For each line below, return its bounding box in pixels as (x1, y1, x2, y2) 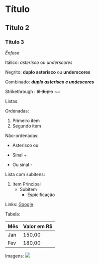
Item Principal (12, 181, 41, 187)
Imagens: (5, 252, 24, 258)
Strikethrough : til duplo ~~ (5, 88, 61, 94)
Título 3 (5, 38, 24, 45)
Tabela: (5, 211, 20, 217)
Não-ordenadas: (5, 132, 39, 138)
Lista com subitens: (5, 171, 45, 177)
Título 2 (5, 23, 30, 32)
